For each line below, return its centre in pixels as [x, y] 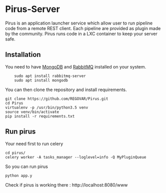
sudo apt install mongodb [41, 80]
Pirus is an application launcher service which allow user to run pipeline [79, 23]
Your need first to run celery [34, 143]
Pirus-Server [32, 9]
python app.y [19, 175]
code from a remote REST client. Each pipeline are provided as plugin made [83, 28]
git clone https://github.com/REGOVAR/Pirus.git [57, 98]
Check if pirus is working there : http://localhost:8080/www [66, 185]
